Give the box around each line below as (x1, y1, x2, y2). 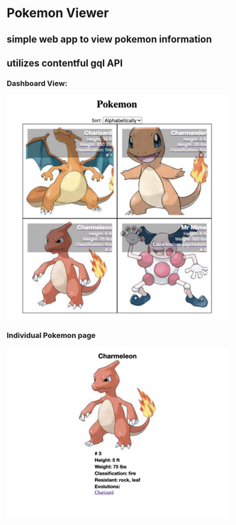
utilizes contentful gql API (6, 57, 123, 69)
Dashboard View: (6, 78, 68, 88)
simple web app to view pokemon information (6, 33, 212, 45)
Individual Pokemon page (6, 331, 96, 341)
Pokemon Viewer (6, 5, 109, 21)
